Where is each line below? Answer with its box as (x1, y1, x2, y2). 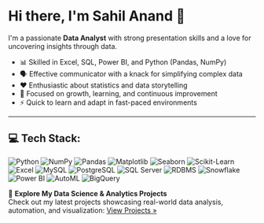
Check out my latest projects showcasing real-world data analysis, (8, 197, 224, 206)
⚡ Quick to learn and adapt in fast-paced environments (19, 98, 198, 107)
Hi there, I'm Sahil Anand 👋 (8, 7, 186, 25)
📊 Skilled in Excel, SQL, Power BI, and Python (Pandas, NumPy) (19, 57, 227, 66)
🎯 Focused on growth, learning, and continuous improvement (19, 88, 218, 98)
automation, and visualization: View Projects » (8, 205, 157, 215)
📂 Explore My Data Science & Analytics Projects (8, 188, 167, 198)
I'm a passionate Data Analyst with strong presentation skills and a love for (8, 33, 251, 43)
